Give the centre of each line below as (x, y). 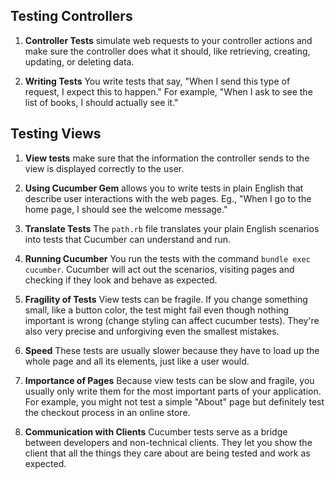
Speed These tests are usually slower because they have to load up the (172, 350)
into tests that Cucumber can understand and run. (128, 239)
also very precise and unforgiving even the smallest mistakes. (152, 331)
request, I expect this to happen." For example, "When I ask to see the (168, 91)
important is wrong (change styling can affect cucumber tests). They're (172, 320)
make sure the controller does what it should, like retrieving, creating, (167, 51)
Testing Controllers (71, 16)
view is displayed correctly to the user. (104, 168)
